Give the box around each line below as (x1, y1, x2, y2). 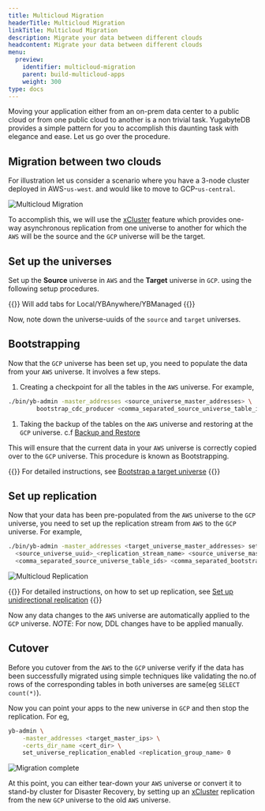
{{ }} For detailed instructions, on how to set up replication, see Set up (8, 587, 234, 596)
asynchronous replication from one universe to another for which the (23, 223, 247, 233)
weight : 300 (22, 77, 62, 85)
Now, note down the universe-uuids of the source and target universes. (8, 315, 241, 324)
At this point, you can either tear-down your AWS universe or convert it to (8, 779, 242, 788)
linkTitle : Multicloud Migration (8, 26, 118, 34)
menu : (8, 48, 26, 56)
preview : (15, 56, 44, 64)
